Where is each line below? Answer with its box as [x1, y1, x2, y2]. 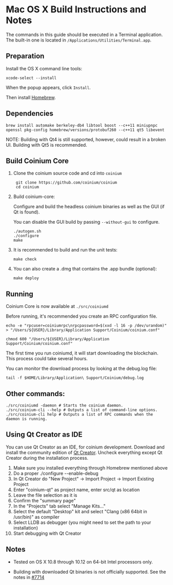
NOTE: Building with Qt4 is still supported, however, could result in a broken [6, 136, 166, 142]
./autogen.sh [13, 229, 42, 234]
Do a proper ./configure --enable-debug [13, 470, 99, 476]
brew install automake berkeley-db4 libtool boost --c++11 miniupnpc [6, 123, 158, 128]
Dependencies [6, 109, 53, 118]
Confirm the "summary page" [13, 497, 76, 503]
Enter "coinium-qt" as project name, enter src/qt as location [13, 486, 140, 493]
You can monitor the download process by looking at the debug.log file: [6, 365, 157, 372]
